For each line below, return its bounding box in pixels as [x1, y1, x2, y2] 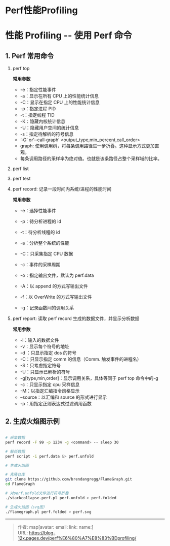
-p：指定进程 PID [20, 106, 56, 112]
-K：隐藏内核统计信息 [20, 118, 66, 124]
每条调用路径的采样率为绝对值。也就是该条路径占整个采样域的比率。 [20, 155, 162, 162]
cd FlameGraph [5, 481, 35, 487]
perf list [12, 166, 29, 172]
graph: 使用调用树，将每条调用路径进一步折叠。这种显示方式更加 [20, 143, 155, 149]
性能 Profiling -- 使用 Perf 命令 [5, 30, 133, 41]
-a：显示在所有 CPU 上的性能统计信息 [20, 93, 99, 99]
